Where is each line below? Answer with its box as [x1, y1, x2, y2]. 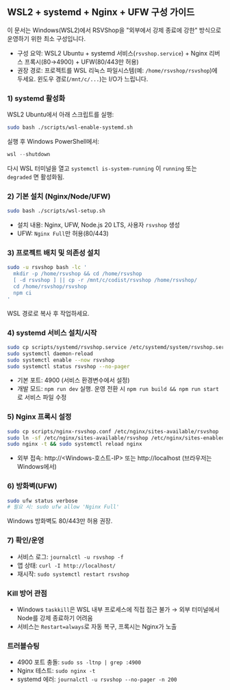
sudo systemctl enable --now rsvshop [7, 357, 115, 363]
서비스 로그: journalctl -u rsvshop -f [16, 552, 124, 561]
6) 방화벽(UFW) [7, 481, 57, 491]
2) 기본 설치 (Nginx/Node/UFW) [7, 191, 111, 201]
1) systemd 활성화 [7, 93, 66, 103]
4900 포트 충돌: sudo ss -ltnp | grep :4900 [16, 658, 142, 666]
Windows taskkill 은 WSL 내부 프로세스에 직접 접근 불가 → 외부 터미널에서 [16, 605, 220, 613]
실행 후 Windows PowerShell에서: [7, 137, 100, 145]
